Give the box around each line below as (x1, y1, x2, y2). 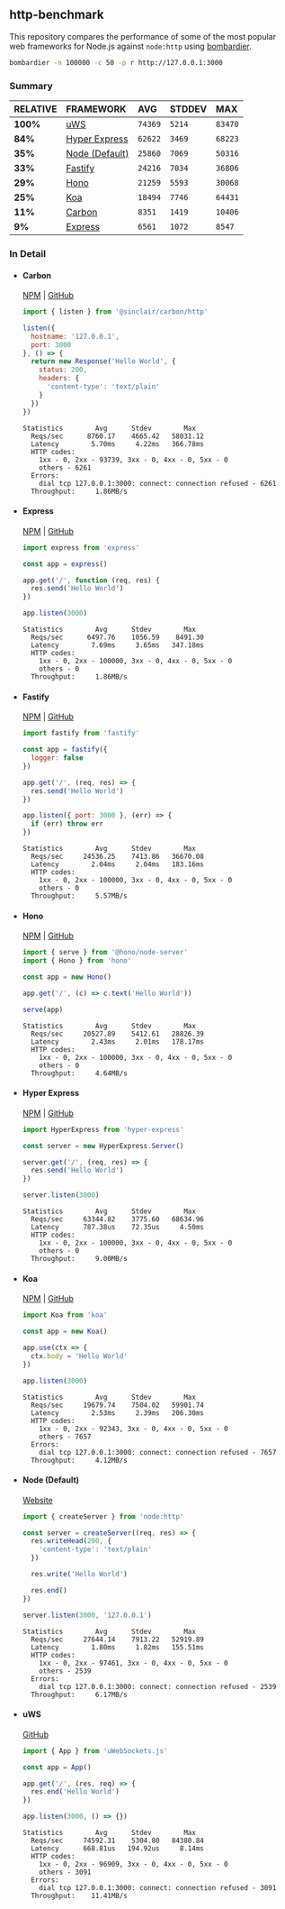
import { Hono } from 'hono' (22, 956, 132, 965)
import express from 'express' (22, 543, 140, 553)
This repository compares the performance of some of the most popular (9, 31, 277, 41)
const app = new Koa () (22, 1327, 108, 1337)
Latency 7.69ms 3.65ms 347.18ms (31, 641, 204, 650)
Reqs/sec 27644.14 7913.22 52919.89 (31, 1635, 204, 1644)
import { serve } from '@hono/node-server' (22, 948, 189, 957)
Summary (9, 79, 54, 92)
